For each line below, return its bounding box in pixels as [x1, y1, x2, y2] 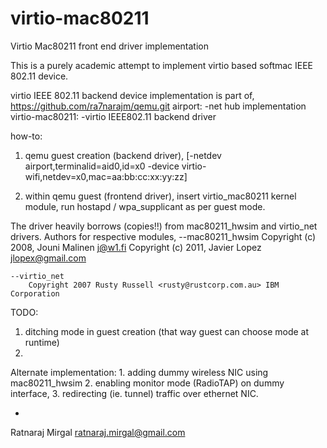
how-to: [10, 130, 43, 142]
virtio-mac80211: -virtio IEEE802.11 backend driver [10, 110, 217, 122]
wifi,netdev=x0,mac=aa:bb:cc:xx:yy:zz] [24, 170, 188, 182]
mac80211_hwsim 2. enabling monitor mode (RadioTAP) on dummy [10, 377, 285, 389]
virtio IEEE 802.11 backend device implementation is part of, [10, 89, 255, 101]
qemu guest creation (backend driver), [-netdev [24, 149, 222, 161]
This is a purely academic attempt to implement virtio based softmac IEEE [10, 59, 314, 71]
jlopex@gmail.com [10, 252, 87, 264]
